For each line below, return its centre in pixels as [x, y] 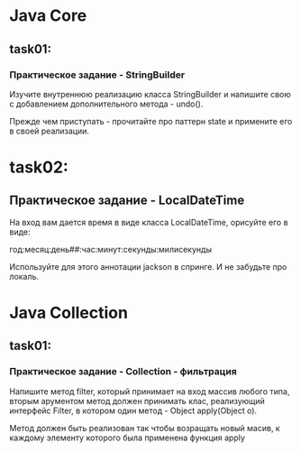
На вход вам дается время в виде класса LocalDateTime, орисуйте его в [149, 222]
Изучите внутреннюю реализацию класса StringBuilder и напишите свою [150, 94]
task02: [39, 167]
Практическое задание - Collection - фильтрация [123, 372]
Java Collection [69, 313]
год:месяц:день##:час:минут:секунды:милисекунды [110, 249]
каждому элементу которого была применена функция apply [128, 438]
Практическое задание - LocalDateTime [127, 201]
